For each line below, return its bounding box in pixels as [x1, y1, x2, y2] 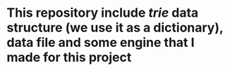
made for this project [6, 50, 132, 66]
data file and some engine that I [6, 35, 195, 50]
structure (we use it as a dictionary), [6, 20, 224, 36]
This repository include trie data [6, 5, 199, 21]
